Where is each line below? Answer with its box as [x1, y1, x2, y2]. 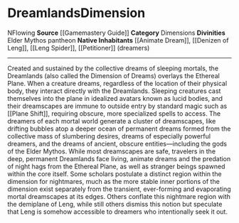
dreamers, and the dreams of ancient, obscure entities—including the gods [7, 139, 228, 148]
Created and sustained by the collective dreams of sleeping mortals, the [7, 64, 219, 72]
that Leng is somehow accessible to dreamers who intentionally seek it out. [7, 207, 228, 216]
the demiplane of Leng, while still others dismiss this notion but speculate [7, 200, 223, 208]
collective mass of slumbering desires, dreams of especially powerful [7, 131, 211, 140]
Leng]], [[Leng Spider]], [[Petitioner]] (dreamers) [7, 43, 150, 52]
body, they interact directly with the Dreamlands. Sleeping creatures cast [7, 87, 221, 95]
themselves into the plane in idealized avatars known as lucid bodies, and [7, 94, 223, 102]
